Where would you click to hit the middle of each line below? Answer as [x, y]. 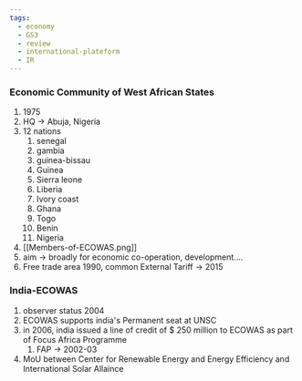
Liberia [49, 190]
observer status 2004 [63, 310]
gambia [51, 150]
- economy [36, 26]
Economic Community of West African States [112, 92]
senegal [51, 141]
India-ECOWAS [44, 291]
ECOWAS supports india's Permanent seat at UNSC [120, 320]
